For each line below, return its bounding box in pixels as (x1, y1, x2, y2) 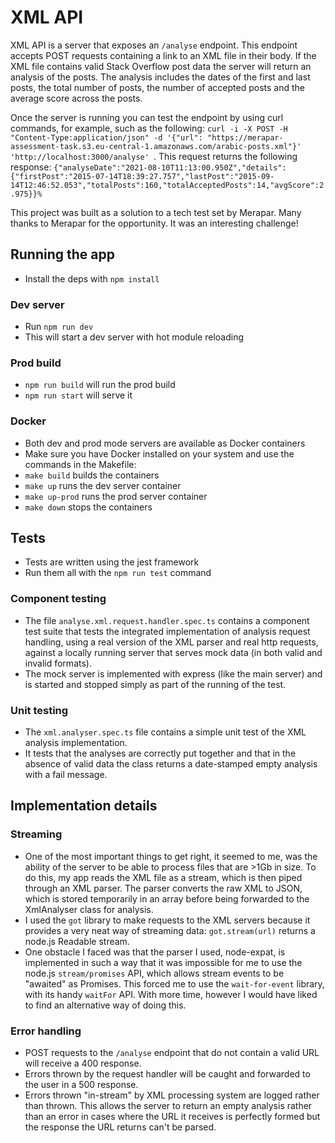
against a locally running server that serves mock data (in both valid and (24, 646, 323, 658)
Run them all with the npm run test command (24, 567, 212, 579)
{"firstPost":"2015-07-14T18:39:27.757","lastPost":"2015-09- (10, 171, 275, 181)
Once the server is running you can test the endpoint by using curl (10, 111, 284, 123)
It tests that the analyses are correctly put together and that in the (24, 747, 297, 760)
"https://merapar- (206, 132, 284, 143)
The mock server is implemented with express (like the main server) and (24, 667, 323, 680)
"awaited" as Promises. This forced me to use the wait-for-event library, (24, 977, 325, 990)
